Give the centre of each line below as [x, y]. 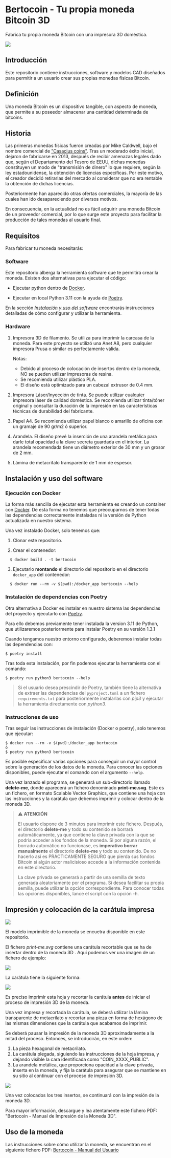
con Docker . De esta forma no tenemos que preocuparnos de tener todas [82, 510]
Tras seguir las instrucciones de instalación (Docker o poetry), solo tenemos [86, 728]
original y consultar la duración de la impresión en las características [85, 405]
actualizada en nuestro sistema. [39, 521]
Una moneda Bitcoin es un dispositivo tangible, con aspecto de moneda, [81, 106]
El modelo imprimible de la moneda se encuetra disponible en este [75, 931]
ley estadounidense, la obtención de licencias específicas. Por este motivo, [84, 173]
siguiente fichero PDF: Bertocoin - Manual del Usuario [62, 1150]
